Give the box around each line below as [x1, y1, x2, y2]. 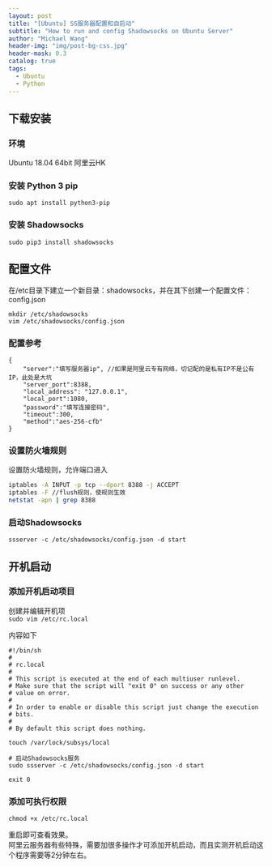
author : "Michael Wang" [8, 34, 89, 43]
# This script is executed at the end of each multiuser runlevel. [8, 674, 241, 683]
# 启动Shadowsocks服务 [8, 754, 80, 762]
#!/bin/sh [8, 646, 42, 655]
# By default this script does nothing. [8, 724, 147, 732]
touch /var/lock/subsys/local [8, 738, 111, 746]
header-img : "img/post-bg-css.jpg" [8, 42, 129, 50]
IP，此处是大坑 [8, 374, 53, 382]
